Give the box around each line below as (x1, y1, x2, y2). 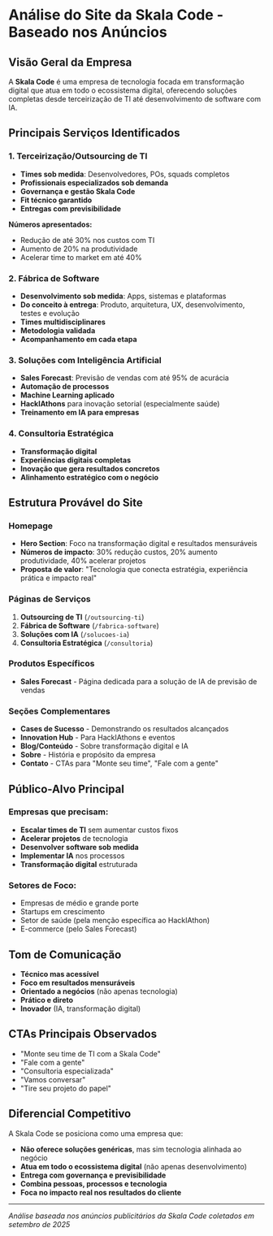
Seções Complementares (8, 705, 111, 717)
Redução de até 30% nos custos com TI (19, 235, 155, 245)
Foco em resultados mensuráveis (19, 978, 136, 987)
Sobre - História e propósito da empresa (19, 750, 156, 760)
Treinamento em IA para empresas (19, 408, 140, 418)
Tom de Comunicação (8, 948, 122, 961)
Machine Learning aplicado (19, 390, 115, 400)
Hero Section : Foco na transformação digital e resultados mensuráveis (19, 539, 258, 549)
